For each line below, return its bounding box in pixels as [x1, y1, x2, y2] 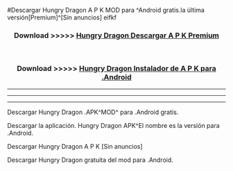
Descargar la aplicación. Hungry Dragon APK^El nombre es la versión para [7, 121, 220, 129]
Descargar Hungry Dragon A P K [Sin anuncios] [7, 142, 144, 150]
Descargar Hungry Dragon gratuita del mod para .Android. [7, 156, 173, 164]
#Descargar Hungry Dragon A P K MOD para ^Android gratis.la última [7, 6, 205, 14]
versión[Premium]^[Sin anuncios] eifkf [7, 13, 116, 22]
